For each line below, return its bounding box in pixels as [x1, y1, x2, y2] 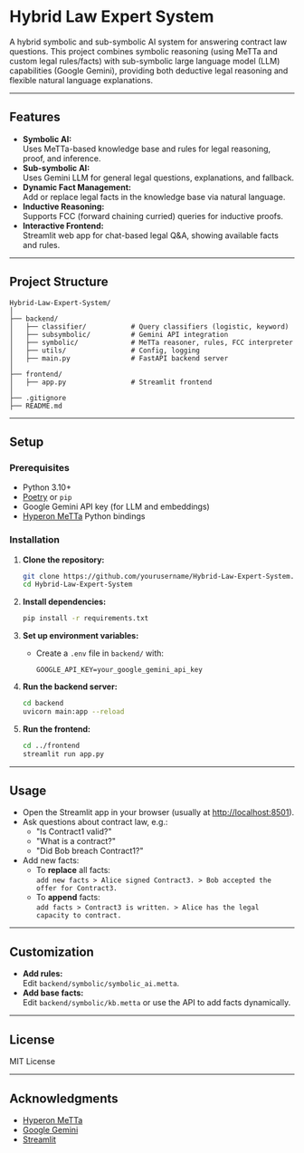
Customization [9, 944, 95, 959]
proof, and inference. [22, 152, 101, 164]
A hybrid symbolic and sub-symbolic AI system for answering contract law [9, 36, 288, 47]
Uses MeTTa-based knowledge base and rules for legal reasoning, [22, 143, 271, 154]
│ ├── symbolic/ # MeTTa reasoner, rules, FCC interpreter [9, 338, 294, 347]
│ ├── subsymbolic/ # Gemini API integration [9, 330, 229, 339]
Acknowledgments [9, 1091, 119, 1106]
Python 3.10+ [22, 482, 72, 493]
